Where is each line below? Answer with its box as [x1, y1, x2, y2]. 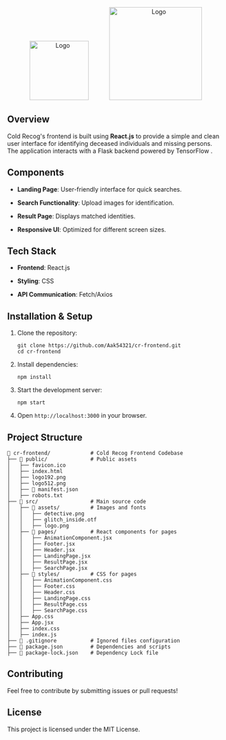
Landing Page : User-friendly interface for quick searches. [17, 185, 182, 193]
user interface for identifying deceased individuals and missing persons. [7, 139, 212, 147]
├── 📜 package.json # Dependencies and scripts [7, 643, 171, 651]
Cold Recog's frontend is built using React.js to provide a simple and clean [7, 131, 220, 140]
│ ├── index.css [7, 625, 60, 632]
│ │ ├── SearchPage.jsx [7, 565, 88, 572]
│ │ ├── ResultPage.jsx [7, 559, 88, 566]
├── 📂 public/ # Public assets [7, 456, 137, 463]
